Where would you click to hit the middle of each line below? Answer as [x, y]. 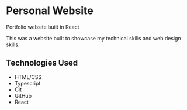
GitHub [23, 95]
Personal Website [50, 11]
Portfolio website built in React [43, 27]
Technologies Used [42, 63]
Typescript [27, 83]
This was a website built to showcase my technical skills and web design [93, 38]
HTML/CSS [28, 77]
